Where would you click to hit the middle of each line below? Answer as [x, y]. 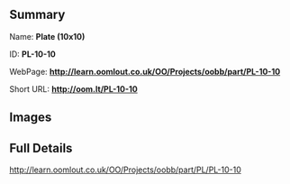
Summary [37, 15]
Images [31, 118]
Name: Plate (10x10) [47, 36]
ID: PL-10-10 [32, 54]
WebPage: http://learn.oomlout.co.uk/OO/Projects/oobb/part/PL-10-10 [145, 71]
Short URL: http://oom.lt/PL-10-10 [73, 88]
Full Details [41, 148]
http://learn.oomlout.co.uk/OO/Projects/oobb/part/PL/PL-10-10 [125, 170]
